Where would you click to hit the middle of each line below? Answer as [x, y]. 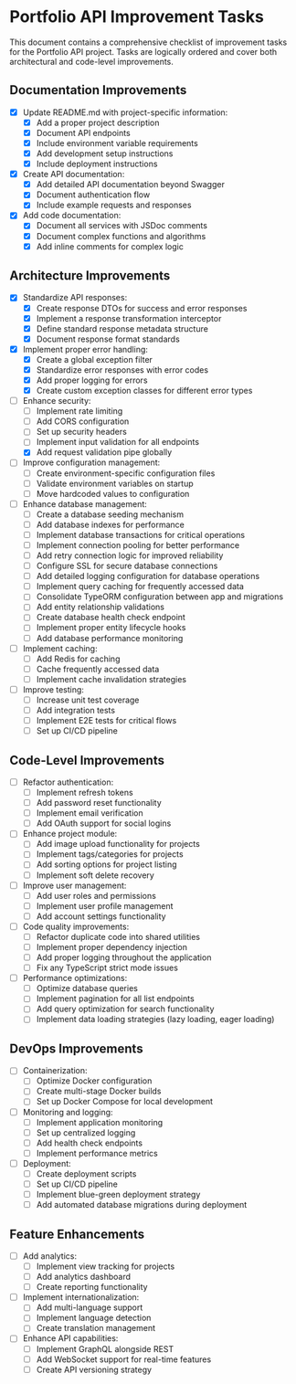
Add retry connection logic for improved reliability [130, 555]
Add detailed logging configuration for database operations [148, 576]
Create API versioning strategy [94, 1369]
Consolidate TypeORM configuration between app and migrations [160, 597]
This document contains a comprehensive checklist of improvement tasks [148, 42]
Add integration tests [76, 710]
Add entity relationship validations [100, 607]
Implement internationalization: [81, 1297]
